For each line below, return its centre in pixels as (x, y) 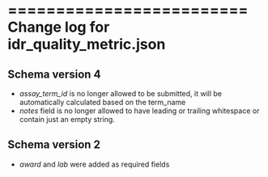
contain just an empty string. (67, 119)
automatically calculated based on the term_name (102, 102)
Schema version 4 (54, 74)
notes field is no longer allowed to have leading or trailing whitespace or (139, 111)
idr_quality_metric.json (87, 44)
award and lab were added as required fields (94, 164)
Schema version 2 (54, 145)
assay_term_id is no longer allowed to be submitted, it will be (121, 93)
